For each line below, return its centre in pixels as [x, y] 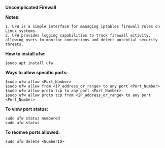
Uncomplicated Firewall [31, 7]
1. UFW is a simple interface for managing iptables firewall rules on [82, 26]
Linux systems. [21, 31]
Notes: [13, 17]
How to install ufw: [25, 54]
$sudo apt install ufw [29, 63]
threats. [14, 44]
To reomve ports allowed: [32, 132]
